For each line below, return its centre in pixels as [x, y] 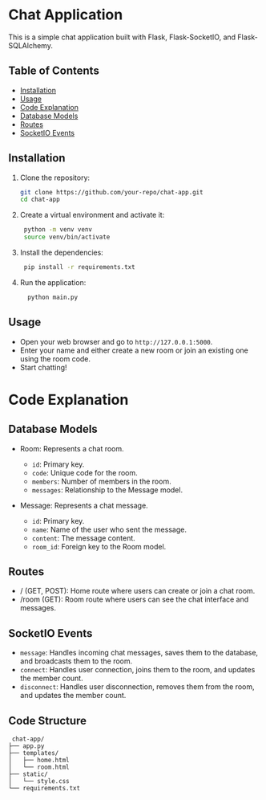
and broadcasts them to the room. [76, 661]
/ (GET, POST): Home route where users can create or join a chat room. [137, 591]
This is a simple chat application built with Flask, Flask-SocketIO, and [122, 37]
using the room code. [55, 358]
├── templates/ [34, 753]
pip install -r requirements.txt [79, 267]
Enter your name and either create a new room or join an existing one [134, 350]
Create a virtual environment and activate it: [92, 215]
